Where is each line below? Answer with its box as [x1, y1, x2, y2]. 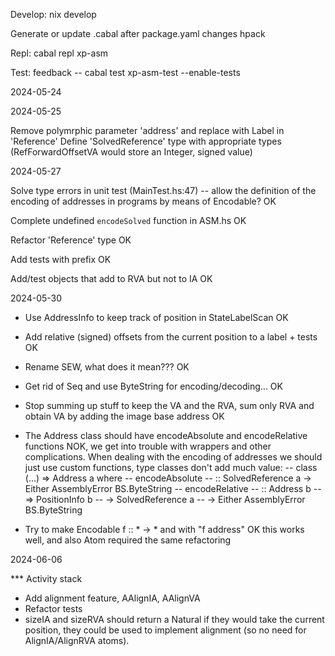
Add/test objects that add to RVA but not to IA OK [10, 273, 213, 284]
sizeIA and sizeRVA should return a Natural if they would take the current [24, 614, 325, 625]
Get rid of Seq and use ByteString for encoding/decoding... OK [24, 380, 283, 392]
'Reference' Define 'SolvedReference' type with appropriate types [10, 135, 282, 147]
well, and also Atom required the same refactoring [24, 534, 232, 546]
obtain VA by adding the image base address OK [24, 410, 225, 422]
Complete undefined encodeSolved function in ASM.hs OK [10, 215, 247, 226]
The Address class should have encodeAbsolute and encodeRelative [24, 430, 308, 441]
